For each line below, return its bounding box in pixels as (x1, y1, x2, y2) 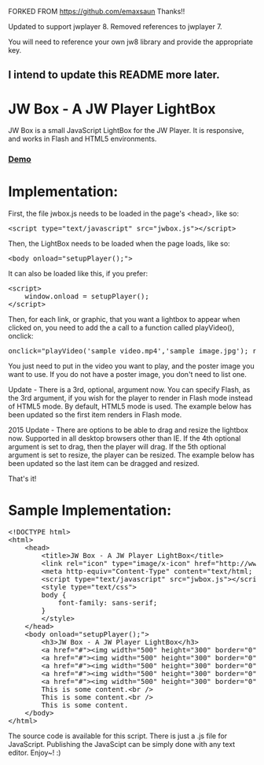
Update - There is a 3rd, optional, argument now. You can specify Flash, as (8, 385, 251, 394)
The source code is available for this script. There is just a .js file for (8, 731, 228, 741)
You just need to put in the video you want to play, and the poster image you (8, 361, 255, 371)
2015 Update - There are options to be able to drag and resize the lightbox (8, 425, 249, 435)
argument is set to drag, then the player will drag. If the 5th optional (8, 442, 226, 452)
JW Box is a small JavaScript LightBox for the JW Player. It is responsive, (8, 126, 244, 135)
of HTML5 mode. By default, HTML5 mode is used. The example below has (8, 401, 252, 412)
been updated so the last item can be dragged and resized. (8, 459, 200, 468)
